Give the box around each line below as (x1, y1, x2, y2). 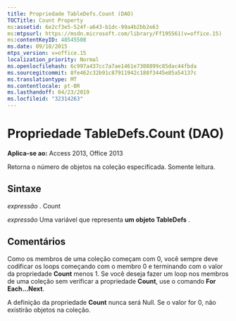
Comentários (7, 236, 66, 248)
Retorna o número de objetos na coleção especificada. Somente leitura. (7, 163, 216, 171)
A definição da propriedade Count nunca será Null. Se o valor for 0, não (7, 298, 216, 306)
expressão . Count (7, 201, 61, 210)
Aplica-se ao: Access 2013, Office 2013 (7, 149, 123, 157)
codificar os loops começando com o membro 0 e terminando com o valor (7, 262, 223, 270)
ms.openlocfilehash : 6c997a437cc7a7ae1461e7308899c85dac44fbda (7, 63, 197, 70)
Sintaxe (7, 183, 42, 195)
